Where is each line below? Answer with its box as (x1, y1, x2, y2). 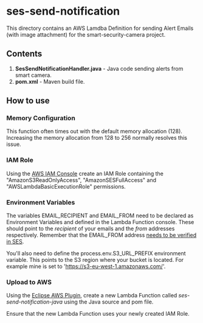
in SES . (6, 238, 24, 245)
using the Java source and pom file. (63, 298, 154, 306)
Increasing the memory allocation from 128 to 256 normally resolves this (6, 134, 187, 142)
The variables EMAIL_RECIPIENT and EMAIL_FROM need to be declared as (6, 212, 194, 219)
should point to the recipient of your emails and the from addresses (6, 225, 175, 233)
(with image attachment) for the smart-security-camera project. (6, 31, 166, 38)
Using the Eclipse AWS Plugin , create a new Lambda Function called (6, 292, 177, 299)
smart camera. (15, 71, 52, 79)
